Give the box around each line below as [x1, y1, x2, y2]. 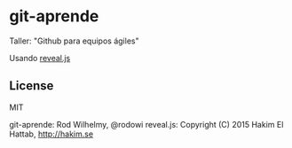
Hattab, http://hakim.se [9, 129, 94, 139]
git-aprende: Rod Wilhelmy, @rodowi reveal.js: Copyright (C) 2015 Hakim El [9, 119, 284, 129]
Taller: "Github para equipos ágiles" [9, 35, 139, 46]
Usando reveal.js [9, 52, 71, 63]
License [9, 78, 54, 94]
